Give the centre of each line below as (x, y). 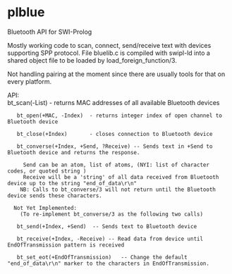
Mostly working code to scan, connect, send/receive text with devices (109, 45)
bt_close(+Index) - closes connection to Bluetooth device (115, 134)
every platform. (29, 81)
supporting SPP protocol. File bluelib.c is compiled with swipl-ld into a (109, 53)
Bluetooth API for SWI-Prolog (50, 32)
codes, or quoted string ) (47, 171)
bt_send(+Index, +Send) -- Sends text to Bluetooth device (107, 226)
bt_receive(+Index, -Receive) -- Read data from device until (110, 239)
